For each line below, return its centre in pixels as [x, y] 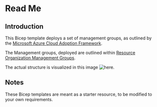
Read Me [23, 9]
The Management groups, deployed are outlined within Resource [70, 53]
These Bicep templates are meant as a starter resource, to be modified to [78, 94]
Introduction [24, 27]
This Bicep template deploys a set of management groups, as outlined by [78, 38]
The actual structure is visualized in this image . [60, 67]
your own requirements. [29, 99]
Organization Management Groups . [40, 58]
